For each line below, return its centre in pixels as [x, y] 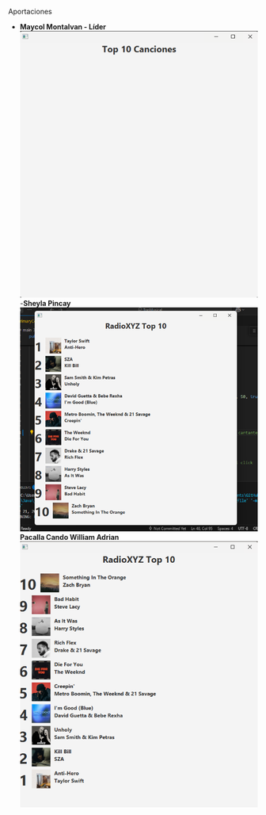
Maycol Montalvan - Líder [63, 27]
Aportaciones [30, 11]
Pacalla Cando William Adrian [69, 538]
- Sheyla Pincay [45, 303]
